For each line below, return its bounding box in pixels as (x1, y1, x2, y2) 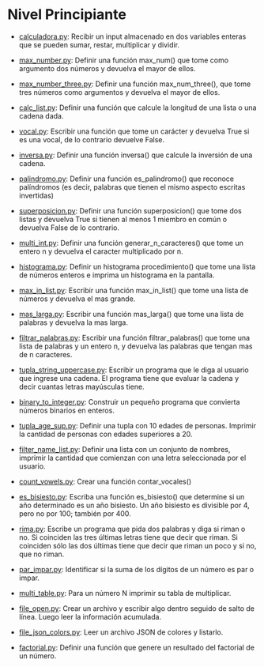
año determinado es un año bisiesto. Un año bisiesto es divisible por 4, (18, 500, 250, 510)
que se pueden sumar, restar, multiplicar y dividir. (18, 40, 179, 49)
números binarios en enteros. (18, 405, 115, 415)
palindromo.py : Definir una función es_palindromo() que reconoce (18, 174, 235, 183)
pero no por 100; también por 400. (18, 508, 131, 518)
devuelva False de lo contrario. (18, 223, 120, 232)
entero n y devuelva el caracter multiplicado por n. (18, 247, 183, 256)
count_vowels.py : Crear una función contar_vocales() (18, 477, 192, 486)
